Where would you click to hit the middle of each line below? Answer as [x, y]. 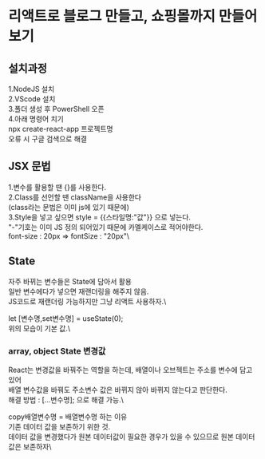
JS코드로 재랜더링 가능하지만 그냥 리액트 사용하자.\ [87, 301]
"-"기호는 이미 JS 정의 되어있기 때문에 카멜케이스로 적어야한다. [106, 227]
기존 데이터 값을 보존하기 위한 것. [59, 426]
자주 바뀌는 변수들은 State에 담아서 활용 [70, 281]
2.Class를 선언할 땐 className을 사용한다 [75, 197]
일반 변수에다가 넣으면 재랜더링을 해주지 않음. [79, 291]
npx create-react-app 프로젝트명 [61, 129]
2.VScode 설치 [32, 99]
